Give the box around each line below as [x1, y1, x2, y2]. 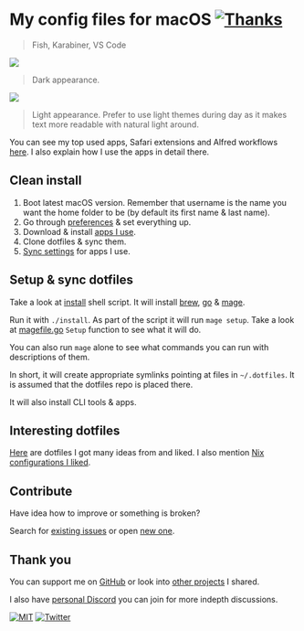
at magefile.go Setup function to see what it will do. [9, 324, 202, 335]
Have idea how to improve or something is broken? [9, 508, 201, 519]
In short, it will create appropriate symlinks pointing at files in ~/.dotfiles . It [9, 369, 295, 380]
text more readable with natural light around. [31, 119, 199, 130]
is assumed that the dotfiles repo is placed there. [9, 379, 194, 390]
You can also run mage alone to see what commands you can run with [9, 341, 269, 352]
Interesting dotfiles [9, 422, 121, 438]
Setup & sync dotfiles [9, 273, 134, 288]
